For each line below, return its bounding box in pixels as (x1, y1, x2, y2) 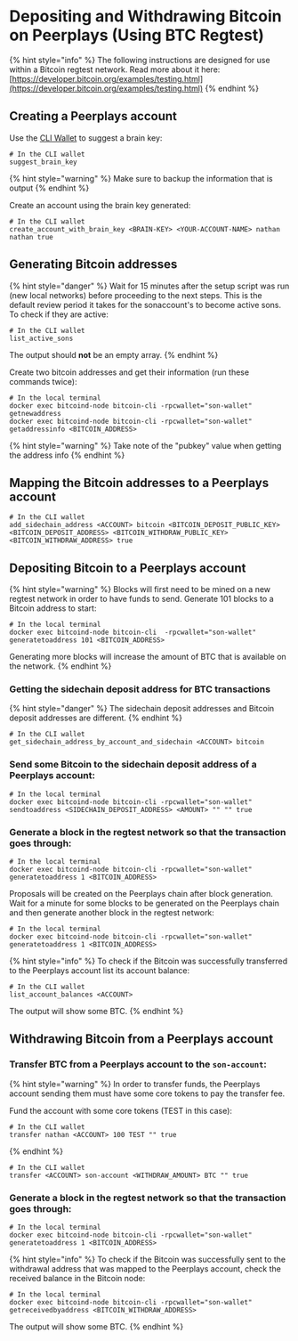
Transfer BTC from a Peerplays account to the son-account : (9, 1058, 267, 1070)
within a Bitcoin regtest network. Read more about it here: (9, 64, 221, 75)
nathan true (9, 232, 53, 241)
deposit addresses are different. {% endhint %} (9, 712, 182, 723)
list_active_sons (9, 334, 74, 343)
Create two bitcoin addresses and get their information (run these (9, 367, 250, 378)
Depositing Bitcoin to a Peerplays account (9, 560, 246, 575)
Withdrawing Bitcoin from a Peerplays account (9, 1031, 274, 1047)
